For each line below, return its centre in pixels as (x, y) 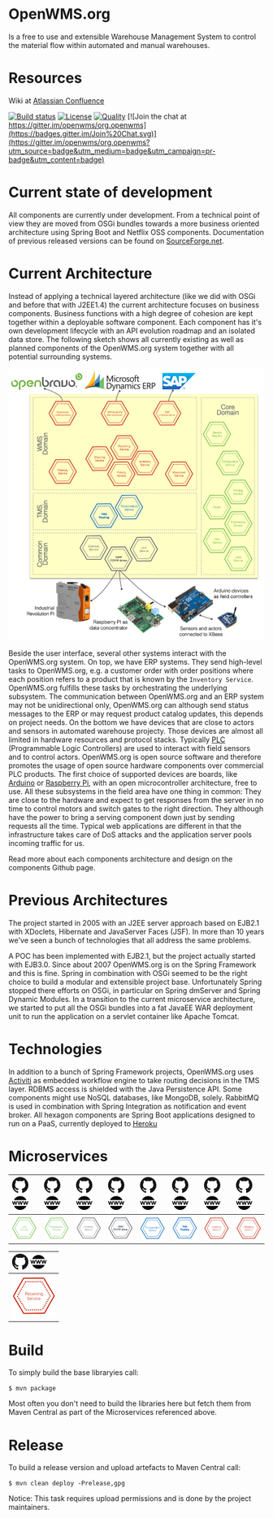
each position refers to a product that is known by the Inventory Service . (131, 679)
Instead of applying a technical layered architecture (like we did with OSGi (132, 296)
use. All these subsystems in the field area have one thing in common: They (135, 792)
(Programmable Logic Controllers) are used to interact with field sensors (129, 748)
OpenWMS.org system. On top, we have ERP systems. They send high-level (135, 662)
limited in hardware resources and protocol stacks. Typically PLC (117, 739)
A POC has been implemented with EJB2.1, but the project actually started (132, 956)
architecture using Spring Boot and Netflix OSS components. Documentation (136, 232)
